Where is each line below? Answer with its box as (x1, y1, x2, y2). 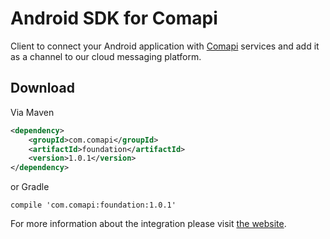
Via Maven (10, 106, 55, 118)
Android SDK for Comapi (10, 7, 218, 30)
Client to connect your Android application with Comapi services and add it (10, 40, 320, 52)
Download (10, 80, 75, 97)
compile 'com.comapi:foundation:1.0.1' (10, 200, 177, 211)
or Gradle (10, 181, 50, 193)
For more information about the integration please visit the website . (10, 218, 287, 230)
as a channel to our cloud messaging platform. (10, 50, 202, 62)
